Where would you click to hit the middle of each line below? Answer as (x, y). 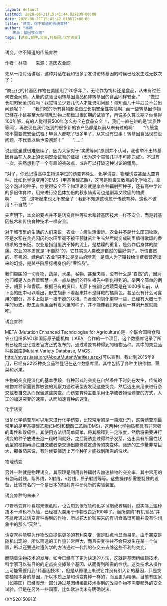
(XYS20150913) (21, 599)
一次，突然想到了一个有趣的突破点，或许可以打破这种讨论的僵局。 (73, 163)
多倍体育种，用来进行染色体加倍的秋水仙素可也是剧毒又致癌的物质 (77, 192)
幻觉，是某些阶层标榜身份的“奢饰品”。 (53, 263)
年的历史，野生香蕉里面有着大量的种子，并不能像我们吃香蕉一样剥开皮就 (79, 304)
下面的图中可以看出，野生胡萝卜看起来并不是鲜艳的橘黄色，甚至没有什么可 (81, 292)
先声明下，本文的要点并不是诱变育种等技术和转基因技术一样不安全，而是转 (81, 215)
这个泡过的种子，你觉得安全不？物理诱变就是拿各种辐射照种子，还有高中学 (81, 186)
